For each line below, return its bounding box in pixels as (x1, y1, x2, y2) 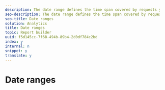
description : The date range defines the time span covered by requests (5, 7, 157, 12)
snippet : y (5, 48, 27, 53)
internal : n (5, 44, 29, 49)
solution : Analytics (5, 21, 48, 26)
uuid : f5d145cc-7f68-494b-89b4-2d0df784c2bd (5, 35, 98, 40)
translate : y (5, 53, 32, 58)
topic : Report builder (5, 30, 52, 35)
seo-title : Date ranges (5, 16, 54, 21)
